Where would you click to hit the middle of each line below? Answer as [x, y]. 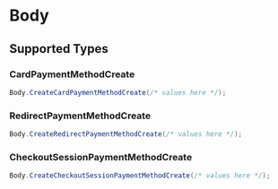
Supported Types [59, 49]
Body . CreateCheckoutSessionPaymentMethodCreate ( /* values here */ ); [140, 176]
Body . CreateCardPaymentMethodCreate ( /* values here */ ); [118, 92]
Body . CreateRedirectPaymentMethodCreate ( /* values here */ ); [126, 134]
